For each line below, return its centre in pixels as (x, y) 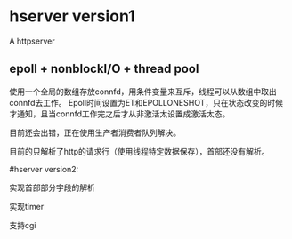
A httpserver (32, 41)
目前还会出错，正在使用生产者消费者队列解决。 (95, 132)
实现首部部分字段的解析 (52, 187)
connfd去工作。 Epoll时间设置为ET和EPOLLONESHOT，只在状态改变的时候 (146, 102)
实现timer (27, 206)
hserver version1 (72, 16)
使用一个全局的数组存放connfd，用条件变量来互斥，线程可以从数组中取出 (143, 92)
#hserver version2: (44, 169)
